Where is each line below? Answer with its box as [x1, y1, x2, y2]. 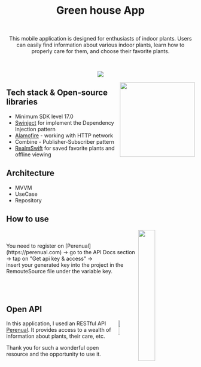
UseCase [14, 190, 38, 198]
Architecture [6, 168, 55, 178]
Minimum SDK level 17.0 [14, 113, 74, 120]
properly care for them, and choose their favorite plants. [31, 47, 170, 54]
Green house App [56, 4, 145, 17]
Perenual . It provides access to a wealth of [6, 326, 112, 334]
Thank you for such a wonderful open [6, 344, 99, 351]
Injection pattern [14, 125, 56, 132]
